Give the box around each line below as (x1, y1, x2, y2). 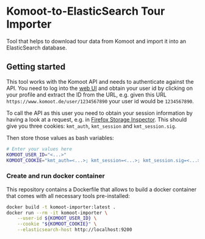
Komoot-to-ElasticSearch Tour (6, 4, 165, 18)
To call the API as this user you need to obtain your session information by (6, 109, 193, 117)
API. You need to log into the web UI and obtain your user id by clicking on (6, 84, 193, 92)
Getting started (6, 62, 66, 72)
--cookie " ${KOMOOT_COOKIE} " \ (17, 221, 97, 227)
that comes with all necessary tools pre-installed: (6, 192, 130, 199)
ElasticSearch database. (6, 44, 67, 51)
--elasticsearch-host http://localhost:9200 (17, 227, 132, 233)
